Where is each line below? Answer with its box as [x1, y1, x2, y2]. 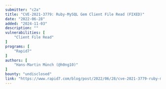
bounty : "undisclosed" [5, 72, 52, 77]
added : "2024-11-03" [5, 21, 48, 26]
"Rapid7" [14, 48, 32, 53]
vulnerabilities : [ [5, 30, 45, 35]
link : [5, 76, 16, 81]
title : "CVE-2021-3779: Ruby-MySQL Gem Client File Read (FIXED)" [5, 12, 145, 17]
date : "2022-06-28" [5, 16, 45, 21]
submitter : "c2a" [5, 7, 41, 12]
